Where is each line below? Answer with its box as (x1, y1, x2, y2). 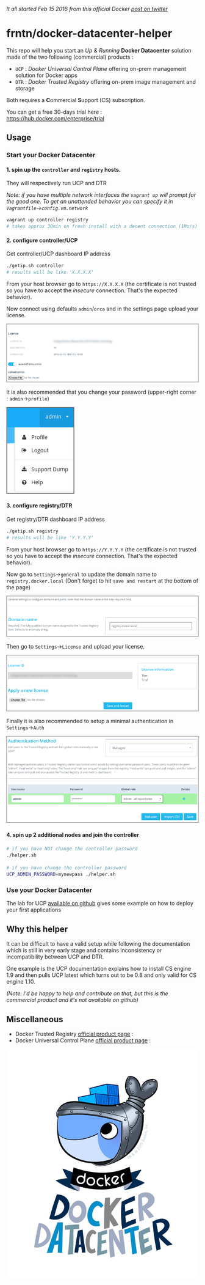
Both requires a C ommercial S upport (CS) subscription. (6, 96, 145, 103)
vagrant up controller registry (6, 217, 88, 223)
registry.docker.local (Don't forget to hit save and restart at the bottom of (6, 577, 199, 584)
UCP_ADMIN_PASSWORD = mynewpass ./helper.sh (6, 871, 116, 878)
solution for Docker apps (15, 72, 77, 79)
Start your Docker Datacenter (6, 151, 96, 160)
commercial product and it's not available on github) (6, 996, 139, 1004)
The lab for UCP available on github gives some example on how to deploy (6, 900, 194, 907)
